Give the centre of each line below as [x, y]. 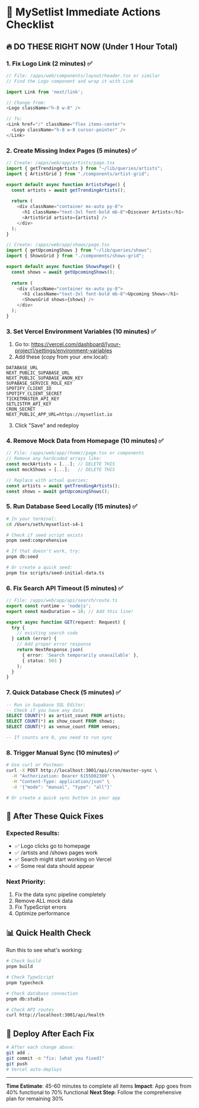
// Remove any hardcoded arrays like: [54, 459]
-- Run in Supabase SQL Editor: [46, 705]
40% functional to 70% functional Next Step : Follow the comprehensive [94, 1093]
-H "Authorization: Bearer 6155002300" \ [63, 776]
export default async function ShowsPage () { [63, 267]
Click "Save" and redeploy [47, 426]
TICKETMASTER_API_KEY [33, 399]
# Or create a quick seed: [39, 568]
